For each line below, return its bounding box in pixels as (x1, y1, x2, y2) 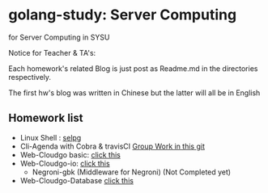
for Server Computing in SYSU (8, 32, 110, 42)
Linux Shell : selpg (19, 132, 82, 142)
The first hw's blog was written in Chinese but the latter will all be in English (8, 87, 261, 98)
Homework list (8, 111, 83, 125)
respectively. (8, 72, 51, 82)
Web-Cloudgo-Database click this (19, 175, 134, 185)
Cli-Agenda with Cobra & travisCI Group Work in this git (19, 141, 205, 151)
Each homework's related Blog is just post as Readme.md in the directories (8, 63, 258, 73)
